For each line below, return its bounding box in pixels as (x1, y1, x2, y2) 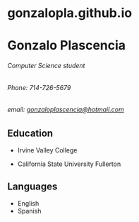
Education (7, 127, 54, 139)
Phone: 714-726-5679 (7, 83, 71, 91)
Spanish (17, 207, 42, 216)
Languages (7, 180, 58, 192)
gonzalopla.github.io (7, 5, 133, 21)
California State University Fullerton (17, 160, 121, 168)
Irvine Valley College (17, 146, 78, 155)
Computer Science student (7, 61, 85, 70)
